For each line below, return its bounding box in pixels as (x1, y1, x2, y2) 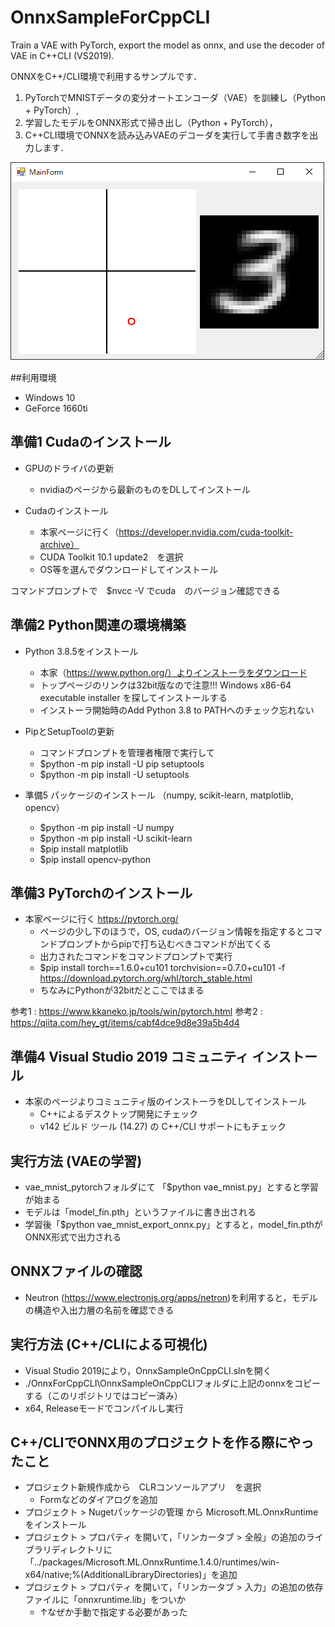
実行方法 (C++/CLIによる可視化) (10, 1336, 208, 1353)
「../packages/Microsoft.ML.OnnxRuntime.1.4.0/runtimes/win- (24, 1556, 280, 1568)
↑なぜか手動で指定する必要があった (39, 1606, 188, 1618)
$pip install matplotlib (39, 842, 129, 855)
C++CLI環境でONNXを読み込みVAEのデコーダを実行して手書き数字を (24, 129, 310, 141)
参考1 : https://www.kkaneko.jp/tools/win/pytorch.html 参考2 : (10, 1006, 263, 1018)
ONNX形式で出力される (24, 1231, 122, 1243)
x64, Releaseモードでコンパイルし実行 (24, 1402, 184, 1414)
